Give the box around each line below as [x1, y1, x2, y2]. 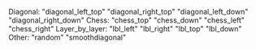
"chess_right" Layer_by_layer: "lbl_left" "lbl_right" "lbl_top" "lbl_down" [8, 24, 242, 33]
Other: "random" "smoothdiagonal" [8, 32, 127, 42]
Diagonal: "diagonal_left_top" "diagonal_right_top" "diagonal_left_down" [8, 7, 249, 16]
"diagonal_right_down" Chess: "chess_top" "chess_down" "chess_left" [8, 15, 245, 25]
